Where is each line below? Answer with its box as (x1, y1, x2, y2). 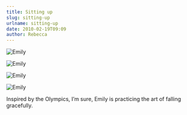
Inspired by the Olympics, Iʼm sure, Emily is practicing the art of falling (6, 96, 182, 103)
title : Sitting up (6, 9, 53, 15)
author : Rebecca (6, 32, 47, 38)
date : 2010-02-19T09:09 (6, 26, 67, 32)
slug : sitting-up (6, 15, 50, 21)
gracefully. (6, 102, 33, 110)
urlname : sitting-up (6, 20, 59, 26)
